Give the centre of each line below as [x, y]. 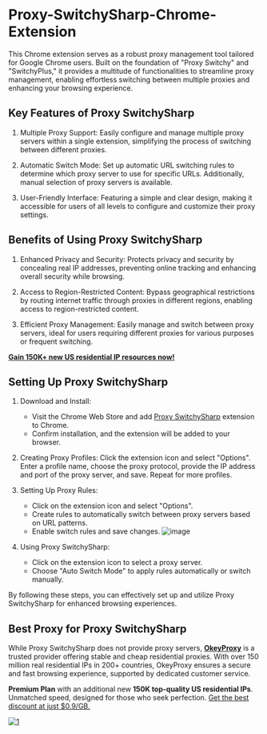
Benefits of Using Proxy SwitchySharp [106, 240]
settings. [34, 215]
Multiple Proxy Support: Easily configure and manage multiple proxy [132, 132]
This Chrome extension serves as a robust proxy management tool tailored [131, 54]
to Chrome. [50, 425]
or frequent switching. [56, 341]
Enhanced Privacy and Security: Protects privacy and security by [127, 259]
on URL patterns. [60, 523]
